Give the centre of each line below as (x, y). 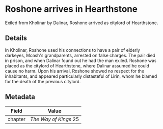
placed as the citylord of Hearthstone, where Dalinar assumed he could (77, 65)
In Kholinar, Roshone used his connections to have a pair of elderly (73, 50)
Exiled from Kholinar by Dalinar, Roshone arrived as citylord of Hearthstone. (81, 23)
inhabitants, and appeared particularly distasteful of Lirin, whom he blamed (81, 76)
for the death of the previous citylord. (43, 81)
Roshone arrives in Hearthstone (71, 9)
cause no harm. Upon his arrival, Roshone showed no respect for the (75, 71)
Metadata (20, 97)
